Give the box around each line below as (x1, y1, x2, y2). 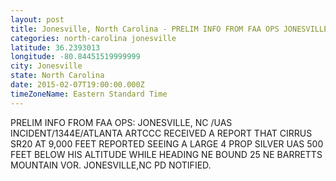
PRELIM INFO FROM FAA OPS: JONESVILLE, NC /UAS (10, 116, 233, 128)
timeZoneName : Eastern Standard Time (10, 89, 168, 99)
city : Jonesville (10, 61, 83, 71)
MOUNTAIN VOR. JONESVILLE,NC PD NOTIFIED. (10, 159, 212, 171)
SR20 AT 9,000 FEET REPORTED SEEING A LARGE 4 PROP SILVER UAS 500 (10, 137, 324, 150)
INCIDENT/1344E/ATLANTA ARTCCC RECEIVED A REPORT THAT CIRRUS (10, 127, 313, 139)
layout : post (10, 14, 65, 25)
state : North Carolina (10, 71, 105, 81)
